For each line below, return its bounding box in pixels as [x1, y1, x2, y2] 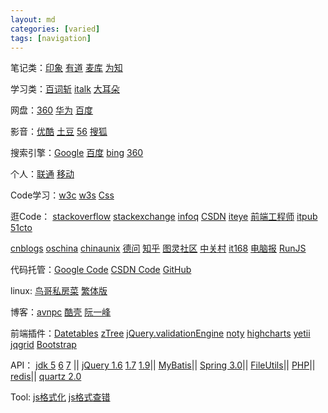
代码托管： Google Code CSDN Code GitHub [10, 264, 192, 276]
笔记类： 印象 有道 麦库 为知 [10, 62, 123, 74]
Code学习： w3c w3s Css [10, 189, 115, 201]
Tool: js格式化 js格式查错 [10, 391, 111, 403]
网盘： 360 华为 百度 [10, 104, 94, 116]
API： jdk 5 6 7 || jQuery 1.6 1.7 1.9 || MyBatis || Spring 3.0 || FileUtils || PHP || [10, 359, 316, 371]
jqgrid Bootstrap [10, 339, 77, 351]
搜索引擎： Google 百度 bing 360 [10, 147, 144, 159]
